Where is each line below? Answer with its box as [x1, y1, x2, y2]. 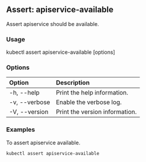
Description [56, 79, 90, 87]
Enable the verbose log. [56, 98, 122, 106]
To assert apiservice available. [6, 139, 81, 146]
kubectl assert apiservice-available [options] [6, 48, 116, 56]
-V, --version [9, 108, 49, 116]
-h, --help [9, 89, 40, 97]
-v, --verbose [9, 98, 50, 106]
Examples [6, 125, 36, 134]
